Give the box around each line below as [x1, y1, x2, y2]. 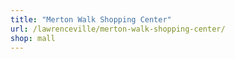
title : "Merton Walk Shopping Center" [10, 14, 172, 25]
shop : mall [10, 33, 56, 43]
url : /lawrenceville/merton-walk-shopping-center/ [10, 24, 226, 34]
